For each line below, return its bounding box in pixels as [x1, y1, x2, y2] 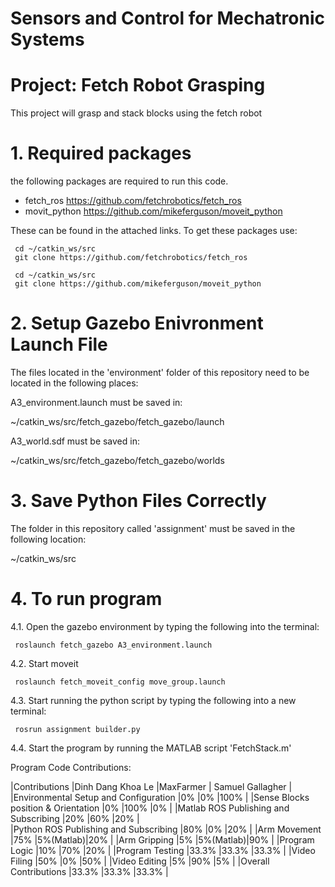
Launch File [10, 333, 108, 356]
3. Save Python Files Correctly [10, 490, 267, 512]
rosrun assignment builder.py [14, 724, 141, 734]
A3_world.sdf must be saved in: [10, 435, 140, 447]
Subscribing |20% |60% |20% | [10, 812, 140, 824]
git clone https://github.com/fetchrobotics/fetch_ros [14, 253, 248, 263]
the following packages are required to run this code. [10, 175, 229, 187]
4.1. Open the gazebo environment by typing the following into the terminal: [10, 620, 320, 632]
